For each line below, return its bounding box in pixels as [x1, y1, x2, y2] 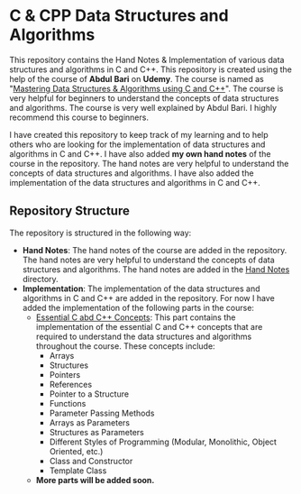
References [49, 379, 93, 389]
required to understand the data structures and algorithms [35, 331, 252, 342]
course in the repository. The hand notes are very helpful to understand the [9, 158, 289, 169]
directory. [22, 273, 59, 284]
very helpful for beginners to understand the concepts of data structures [9, 92, 279, 104]
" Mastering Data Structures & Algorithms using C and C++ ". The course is [9, 83, 284, 94]
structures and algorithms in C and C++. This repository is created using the [9, 64, 293, 75]
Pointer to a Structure [49, 389, 129, 399]
